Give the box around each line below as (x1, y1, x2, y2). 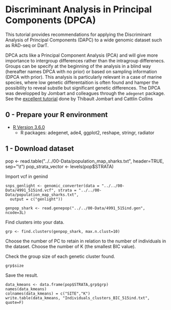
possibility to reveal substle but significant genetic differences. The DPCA (5, 84, 161, 91)
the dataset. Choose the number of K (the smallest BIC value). (5, 243, 136, 249)
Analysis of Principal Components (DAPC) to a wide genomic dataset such (5, 37, 162, 43)
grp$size (5, 263, 24, 268)
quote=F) (5, 300, 24, 305)
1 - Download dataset (5, 144, 74, 153)
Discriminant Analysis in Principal (5, 4, 152, 15)
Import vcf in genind (5, 173, 48, 180)
